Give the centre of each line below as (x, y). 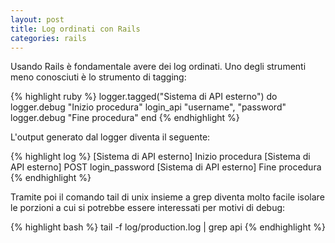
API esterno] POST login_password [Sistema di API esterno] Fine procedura (166, 167)
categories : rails (48, 38)
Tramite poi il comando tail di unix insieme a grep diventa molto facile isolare (167, 197)
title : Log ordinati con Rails (75, 29)
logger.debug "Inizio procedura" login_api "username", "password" (148, 107)
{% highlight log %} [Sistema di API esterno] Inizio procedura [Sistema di (160, 157)
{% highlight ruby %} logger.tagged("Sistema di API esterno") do (144, 97)
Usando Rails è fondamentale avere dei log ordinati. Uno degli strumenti (158, 67)
